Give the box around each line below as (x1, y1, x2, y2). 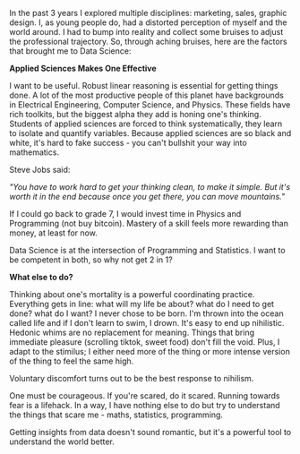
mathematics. (9, 147, 60, 158)
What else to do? (9, 272, 73, 282)
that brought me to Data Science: (9, 46, 132, 56)
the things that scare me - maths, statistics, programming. (9, 409, 224, 420)
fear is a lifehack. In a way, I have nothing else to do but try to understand (9, 400, 280, 410)
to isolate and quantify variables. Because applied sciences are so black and (9, 128, 292, 138)
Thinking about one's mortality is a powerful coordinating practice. (9, 289, 255, 299)
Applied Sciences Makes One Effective (9, 63, 157, 73)
